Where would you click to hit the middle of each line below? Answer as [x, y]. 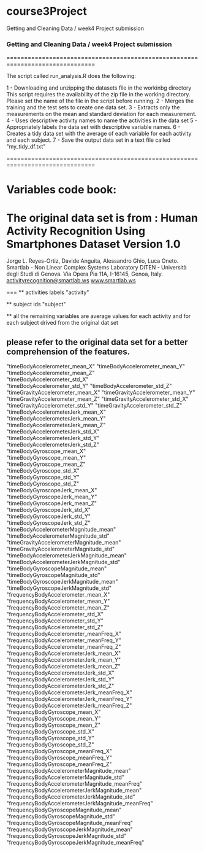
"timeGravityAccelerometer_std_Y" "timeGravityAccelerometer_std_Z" [94, 406]
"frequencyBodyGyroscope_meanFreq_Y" [59, 758]
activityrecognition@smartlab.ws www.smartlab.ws [71, 281]
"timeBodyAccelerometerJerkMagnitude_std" [63, 562]
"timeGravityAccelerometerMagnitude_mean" [64, 543]
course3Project [47, 11]
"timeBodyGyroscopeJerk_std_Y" [48, 516]
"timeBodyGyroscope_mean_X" [46, 451]
